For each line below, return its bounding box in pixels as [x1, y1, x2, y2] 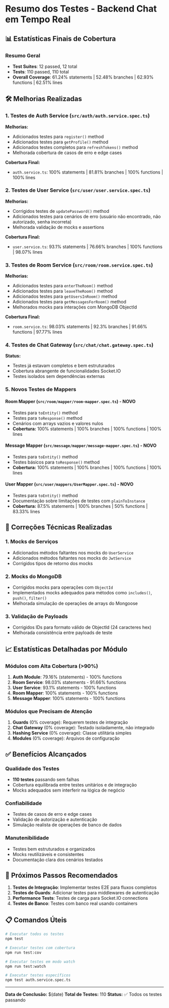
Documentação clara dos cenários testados [12, 857, 103, 863]
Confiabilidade [5, 800, 42, 807]
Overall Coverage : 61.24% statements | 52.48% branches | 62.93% [12, 74, 154, 80]
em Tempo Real [5, 14, 71, 25]
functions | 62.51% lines [12, 79, 63, 86]
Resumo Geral [5, 52, 40, 59]
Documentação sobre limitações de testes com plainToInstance [12, 498, 146, 504]
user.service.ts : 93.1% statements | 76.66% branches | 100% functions [12, 244, 162, 250]
